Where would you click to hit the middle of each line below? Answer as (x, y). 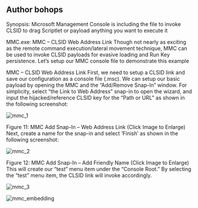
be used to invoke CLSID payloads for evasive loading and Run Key (88, 54)
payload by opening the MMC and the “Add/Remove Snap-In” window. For (97, 85)
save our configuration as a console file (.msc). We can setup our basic (93, 78)
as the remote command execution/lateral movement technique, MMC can (97, 48)
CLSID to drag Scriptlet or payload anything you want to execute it (87, 30)
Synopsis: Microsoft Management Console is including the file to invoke (94, 24)
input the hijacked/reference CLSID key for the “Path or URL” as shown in (95, 97)
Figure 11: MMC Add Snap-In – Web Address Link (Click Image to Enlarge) (96, 127)
